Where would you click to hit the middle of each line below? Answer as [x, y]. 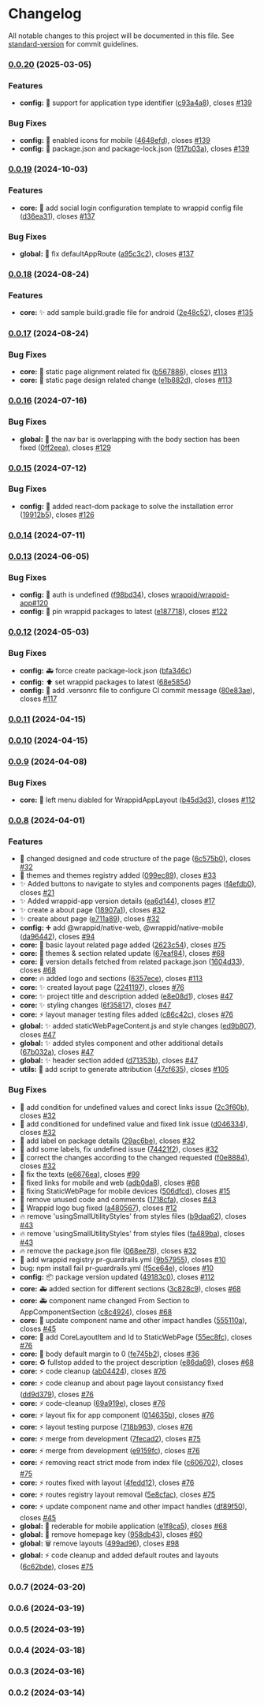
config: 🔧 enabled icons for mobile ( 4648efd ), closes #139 [115, 141]
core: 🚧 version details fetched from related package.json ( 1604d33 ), [132, 962]
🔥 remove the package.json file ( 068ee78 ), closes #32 [108, 1250]
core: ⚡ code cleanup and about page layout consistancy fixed [121, 1383]
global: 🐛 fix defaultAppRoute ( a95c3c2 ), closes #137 [107, 253]
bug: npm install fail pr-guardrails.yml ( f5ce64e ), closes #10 [117, 1268]
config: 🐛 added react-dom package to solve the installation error [126, 506]
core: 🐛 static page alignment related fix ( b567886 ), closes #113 [123, 372]
